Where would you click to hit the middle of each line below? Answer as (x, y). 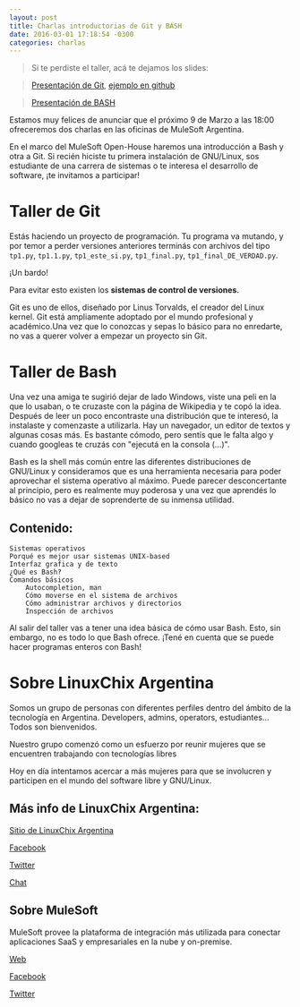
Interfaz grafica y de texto (64, 564)
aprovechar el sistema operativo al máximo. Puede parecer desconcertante (148, 481)
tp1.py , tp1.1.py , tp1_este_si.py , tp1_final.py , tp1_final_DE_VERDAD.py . (144, 255)
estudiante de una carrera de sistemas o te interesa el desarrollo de (134, 166)
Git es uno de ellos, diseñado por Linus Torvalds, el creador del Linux (137, 307)
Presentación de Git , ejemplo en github (103, 85)
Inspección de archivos (70, 611)
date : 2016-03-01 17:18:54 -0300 (72, 34)
